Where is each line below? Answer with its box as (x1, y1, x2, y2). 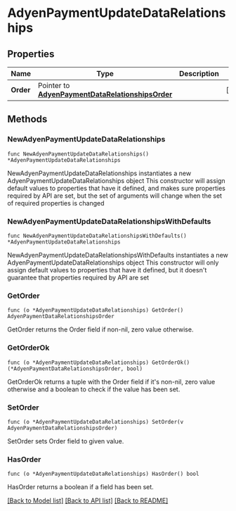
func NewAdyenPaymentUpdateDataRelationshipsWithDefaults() (7, 232, 188, 239)
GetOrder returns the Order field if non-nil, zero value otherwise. (7, 325, 194, 334)
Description (178, 69, 219, 78)
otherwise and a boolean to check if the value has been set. (7, 385, 181, 393)
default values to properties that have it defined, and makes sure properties (7, 184, 226, 192)
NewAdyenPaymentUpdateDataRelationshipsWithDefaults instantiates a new (7, 251, 228, 259)
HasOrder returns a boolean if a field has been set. (7, 483, 155, 491)
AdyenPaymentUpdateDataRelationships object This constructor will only (7, 258, 219, 267)
